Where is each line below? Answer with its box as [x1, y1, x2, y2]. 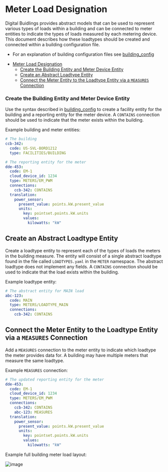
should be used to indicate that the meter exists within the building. [5, 117, 144, 123]
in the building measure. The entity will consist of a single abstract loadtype [5, 253, 162, 259]
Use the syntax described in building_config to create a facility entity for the [5, 107, 162, 113]
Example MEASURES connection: [5, 367, 68, 373]
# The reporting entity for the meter [5, 159, 86, 164]
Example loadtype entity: [5, 278, 57, 285]
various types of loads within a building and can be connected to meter [5, 25, 152, 31]
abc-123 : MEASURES [14, 410, 53, 415]
